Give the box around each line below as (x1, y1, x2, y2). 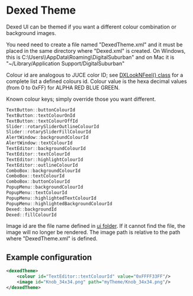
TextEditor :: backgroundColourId (6, 146, 86, 152)
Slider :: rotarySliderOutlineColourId (6, 123, 99, 129)
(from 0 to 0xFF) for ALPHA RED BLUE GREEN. (6, 84, 120, 91)
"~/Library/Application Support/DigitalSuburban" (6, 60, 125, 67)
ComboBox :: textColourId (6, 173, 65, 179)
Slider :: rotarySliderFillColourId (6, 129, 92, 135)
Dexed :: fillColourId (6, 212, 57, 218)
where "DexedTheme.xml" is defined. (6, 235, 98, 242)
